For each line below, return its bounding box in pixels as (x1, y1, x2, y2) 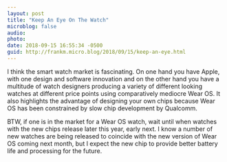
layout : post (7, 10, 45, 17)
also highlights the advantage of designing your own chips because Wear (7, 97, 215, 105)
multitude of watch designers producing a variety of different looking (7, 82, 203, 90)
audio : (7, 29, 26, 37)
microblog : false (7, 23, 57, 30)
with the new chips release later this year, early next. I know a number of (7, 125, 213, 133)
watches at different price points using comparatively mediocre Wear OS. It (7, 89, 221, 97)
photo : (7, 36, 26, 43)
